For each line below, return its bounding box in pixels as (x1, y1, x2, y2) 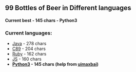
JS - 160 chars (12, 56, 42, 62)
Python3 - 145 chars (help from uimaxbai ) (12, 61, 99, 67)
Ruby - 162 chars (12, 51, 47, 57)
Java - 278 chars (12, 41, 47, 47)
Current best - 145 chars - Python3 (5, 17, 78, 23)
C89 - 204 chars (12, 46, 46, 52)
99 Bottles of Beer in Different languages (5, 4, 132, 12)
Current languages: (5, 29, 52, 36)
